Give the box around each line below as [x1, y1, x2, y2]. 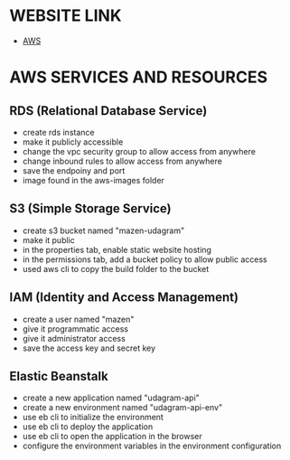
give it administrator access [22, 333, 126, 343]
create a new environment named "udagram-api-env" [22, 402, 223, 413]
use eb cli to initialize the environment [22, 412, 164, 423]
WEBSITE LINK [9, 5, 122, 26]
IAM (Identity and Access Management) [9, 290, 239, 305]
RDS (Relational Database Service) [9, 103, 208, 118]
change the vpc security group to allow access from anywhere [22, 146, 256, 156]
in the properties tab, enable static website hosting [22, 244, 212, 255]
